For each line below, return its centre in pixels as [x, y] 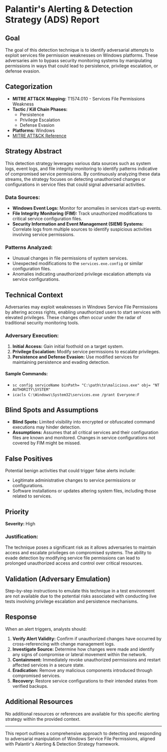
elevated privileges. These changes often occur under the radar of [73, 318]
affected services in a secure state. [48, 665]
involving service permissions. [43, 234]
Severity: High [20, 523]
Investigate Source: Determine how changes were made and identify [83, 649]
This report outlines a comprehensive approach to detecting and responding [83, 733]
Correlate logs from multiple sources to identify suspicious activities [82, 229]
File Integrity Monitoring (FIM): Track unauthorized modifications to [82, 213]
